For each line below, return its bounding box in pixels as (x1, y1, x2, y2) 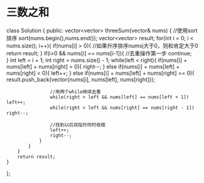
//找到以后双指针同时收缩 (49, 122, 105, 128)
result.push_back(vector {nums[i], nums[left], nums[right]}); (6, 75, 155, 83)
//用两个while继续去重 (49, 89, 101, 95)
